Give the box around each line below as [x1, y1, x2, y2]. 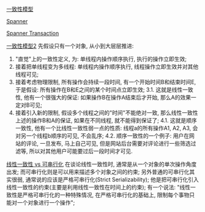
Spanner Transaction [6, 29, 59, 37]
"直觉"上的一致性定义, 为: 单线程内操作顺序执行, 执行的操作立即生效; [15, 55, 187, 63]
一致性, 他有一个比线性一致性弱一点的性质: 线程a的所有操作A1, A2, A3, [15, 125, 192, 132]
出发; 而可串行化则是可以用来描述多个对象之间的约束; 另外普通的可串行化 [6, 168, 190, 175]
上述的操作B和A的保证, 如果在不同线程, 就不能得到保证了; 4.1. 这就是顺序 [15, 117, 197, 124]
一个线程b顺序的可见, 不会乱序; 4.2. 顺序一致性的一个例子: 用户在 [26, 132, 190, 139]
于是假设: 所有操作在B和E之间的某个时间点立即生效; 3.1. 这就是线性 [15, 86, 183, 93]
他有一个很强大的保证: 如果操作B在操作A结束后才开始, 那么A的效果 [23, 94, 192, 101]
